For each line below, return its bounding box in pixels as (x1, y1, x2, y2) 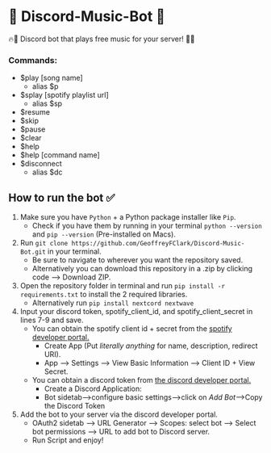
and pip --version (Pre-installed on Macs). (31, 229, 176, 239)
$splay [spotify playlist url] (19, 90, 109, 100)
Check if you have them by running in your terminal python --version (31, 221, 262, 231)
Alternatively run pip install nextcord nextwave (31, 298, 194, 308)
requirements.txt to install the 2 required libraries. (19, 290, 188, 300)
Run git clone (19, 238, 69, 248)
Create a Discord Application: (44, 384, 143, 394)
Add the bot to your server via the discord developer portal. (19, 409, 218, 419)
